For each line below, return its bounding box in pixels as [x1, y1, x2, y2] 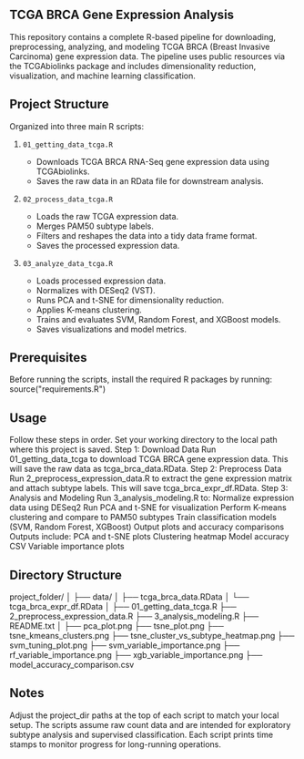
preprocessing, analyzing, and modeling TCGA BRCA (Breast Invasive [9, 41, 270, 52]
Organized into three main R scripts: [9, 120, 144, 131]
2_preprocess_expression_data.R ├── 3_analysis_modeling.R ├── [9, 610, 259, 622]
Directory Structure [9, 567, 123, 582]
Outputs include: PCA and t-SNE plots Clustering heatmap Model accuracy [9, 531, 289, 542]
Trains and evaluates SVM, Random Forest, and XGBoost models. [35, 313, 281, 324]
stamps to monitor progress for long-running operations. [9, 738, 221, 750]
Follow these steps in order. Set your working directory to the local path [9, 435, 278, 446]
